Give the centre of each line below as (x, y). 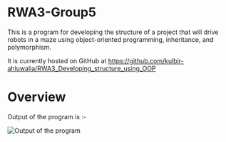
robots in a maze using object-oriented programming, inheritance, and (111, 39)
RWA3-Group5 (52, 12)
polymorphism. (30, 47)
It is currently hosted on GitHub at (57, 60)
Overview (37, 97)
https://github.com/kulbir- (146, 60)
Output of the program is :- (47, 116)
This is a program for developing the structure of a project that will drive (113, 32)
